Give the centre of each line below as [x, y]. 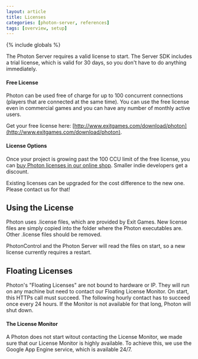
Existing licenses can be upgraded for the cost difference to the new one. [95, 183]
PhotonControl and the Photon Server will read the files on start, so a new [96, 246]
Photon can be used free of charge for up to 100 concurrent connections [95, 96]
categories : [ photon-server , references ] [58, 22]
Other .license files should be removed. [54, 235]
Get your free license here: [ [40, 126]
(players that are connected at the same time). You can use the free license [98, 102]
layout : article [26, 12]
